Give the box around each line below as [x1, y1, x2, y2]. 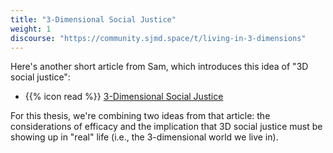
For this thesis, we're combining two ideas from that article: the [10, 110, 271, 122]
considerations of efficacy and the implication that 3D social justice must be [10, 121, 323, 133]
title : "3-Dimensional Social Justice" [10, 14, 177, 25]
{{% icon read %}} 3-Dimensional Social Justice [24, 91, 224, 103]
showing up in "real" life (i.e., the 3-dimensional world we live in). [10, 131, 279, 143]
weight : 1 [10, 24, 52, 34]
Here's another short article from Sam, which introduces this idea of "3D [10, 61, 309, 73]
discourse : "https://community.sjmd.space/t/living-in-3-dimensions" [10, 33, 307, 43]
